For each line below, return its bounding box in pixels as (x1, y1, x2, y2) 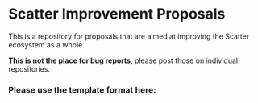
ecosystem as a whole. (8, 39, 85, 49)
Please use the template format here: (8, 84, 156, 95)
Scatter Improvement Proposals (8, 5, 226, 23)
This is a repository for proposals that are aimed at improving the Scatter (8, 31, 250, 41)
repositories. (8, 64, 51, 73)
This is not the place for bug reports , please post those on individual (8, 56, 239, 65)
